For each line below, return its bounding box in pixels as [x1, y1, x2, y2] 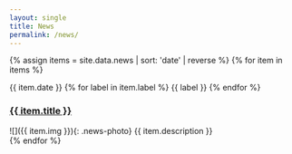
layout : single [9, 13, 67, 23]
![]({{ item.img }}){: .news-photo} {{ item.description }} [9, 125, 213, 136]
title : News [9, 22, 54, 31]
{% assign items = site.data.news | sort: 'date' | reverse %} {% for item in [9, 55, 283, 66]
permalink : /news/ [9, 30, 79, 39]
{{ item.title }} [9, 105, 73, 118]
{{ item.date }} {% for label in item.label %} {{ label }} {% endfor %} [9, 82, 261, 93]
